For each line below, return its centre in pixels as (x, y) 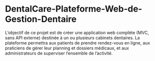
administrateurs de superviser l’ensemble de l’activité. (59, 53)
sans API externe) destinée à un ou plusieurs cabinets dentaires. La (72, 38)
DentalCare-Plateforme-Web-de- (74, 9)
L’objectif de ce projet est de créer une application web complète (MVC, (77, 32)
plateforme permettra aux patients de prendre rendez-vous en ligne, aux (77, 43)
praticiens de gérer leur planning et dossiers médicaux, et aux (67, 48)
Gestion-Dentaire (41, 19)
